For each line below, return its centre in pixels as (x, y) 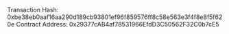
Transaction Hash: (33, 10)
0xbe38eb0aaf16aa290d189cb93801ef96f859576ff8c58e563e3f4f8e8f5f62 (115, 17)
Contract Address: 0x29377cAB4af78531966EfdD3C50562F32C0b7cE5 (118, 24)
